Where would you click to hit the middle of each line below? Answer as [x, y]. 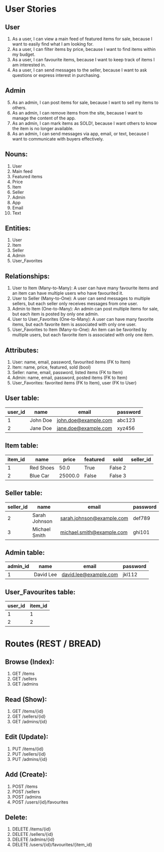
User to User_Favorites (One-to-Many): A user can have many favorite [83, 319]
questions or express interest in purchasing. [56, 75]
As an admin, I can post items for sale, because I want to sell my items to [85, 102]
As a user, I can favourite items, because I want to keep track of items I [83, 59]
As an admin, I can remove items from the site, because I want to [77, 113]
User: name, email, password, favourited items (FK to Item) [71, 362]
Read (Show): [26, 699]
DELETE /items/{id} [31, 829]
